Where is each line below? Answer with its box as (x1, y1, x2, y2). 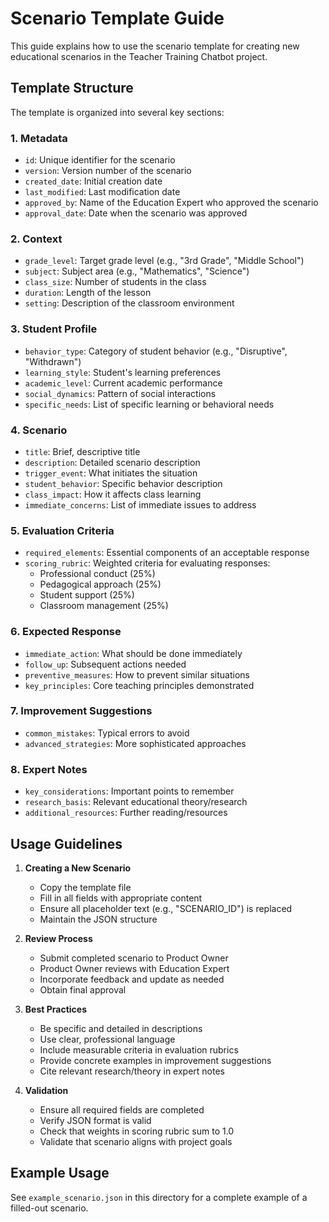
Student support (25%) (39, 589, 135, 601)
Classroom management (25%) (39, 600, 169, 612)
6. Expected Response (10, 625, 122, 639)
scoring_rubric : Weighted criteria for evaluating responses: (24, 557, 271, 569)
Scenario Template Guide (10, 7, 225, 30)
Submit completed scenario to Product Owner (39, 952, 229, 964)
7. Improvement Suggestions (10, 704, 153, 718)
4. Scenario (10, 423, 68, 437)
